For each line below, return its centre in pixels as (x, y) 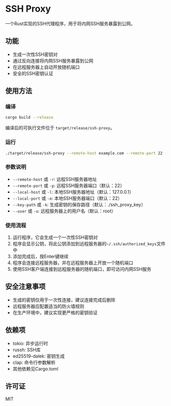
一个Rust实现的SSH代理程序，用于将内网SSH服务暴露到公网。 (70, 23)
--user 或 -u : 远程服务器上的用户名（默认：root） (64, 211)
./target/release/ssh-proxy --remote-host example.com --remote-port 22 (84, 153)
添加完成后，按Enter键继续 (40, 257)
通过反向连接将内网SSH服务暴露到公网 (53, 60)
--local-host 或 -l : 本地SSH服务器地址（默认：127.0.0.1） (73, 192)
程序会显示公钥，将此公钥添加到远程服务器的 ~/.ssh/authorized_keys (84, 244)
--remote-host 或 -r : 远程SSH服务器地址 (55, 179)
